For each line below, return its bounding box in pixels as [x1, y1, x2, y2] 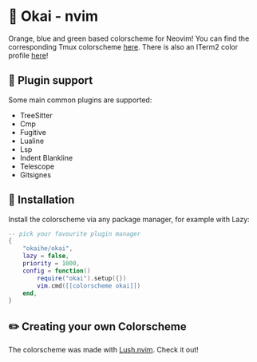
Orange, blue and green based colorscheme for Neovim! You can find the [8, 34, 250, 43]
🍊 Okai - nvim [8, 7, 98, 26]
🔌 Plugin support [8, 74, 93, 87]
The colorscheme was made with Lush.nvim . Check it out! [8, 345, 200, 355]
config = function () [22, 267, 91, 275]
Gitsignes [19, 169, 52, 179]
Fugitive [19, 127, 46, 137]
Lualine [19, 136, 45, 145]
